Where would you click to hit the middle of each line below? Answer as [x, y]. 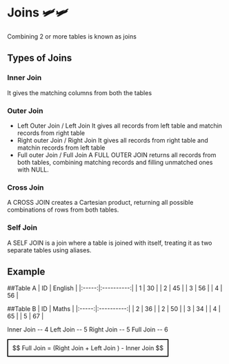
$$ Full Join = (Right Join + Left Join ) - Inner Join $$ [88, 348]
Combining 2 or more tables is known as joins [72, 36]
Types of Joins [40, 58]
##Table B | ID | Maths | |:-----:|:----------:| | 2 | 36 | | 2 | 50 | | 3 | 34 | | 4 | [114, 309]
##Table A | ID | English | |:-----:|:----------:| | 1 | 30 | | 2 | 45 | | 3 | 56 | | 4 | [115, 288]
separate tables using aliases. [49, 250]
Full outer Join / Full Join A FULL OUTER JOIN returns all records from [117, 154]
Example [26, 271]
